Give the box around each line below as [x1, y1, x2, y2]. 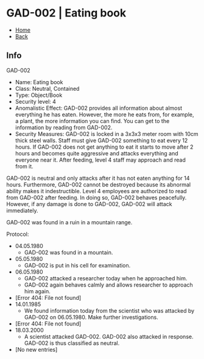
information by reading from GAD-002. [15, 124, 113, 131]
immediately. [6, 207, 38, 214]
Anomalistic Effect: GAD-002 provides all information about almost [15, 104, 183, 112]
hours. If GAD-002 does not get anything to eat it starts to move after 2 [15, 143, 194, 151]
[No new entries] [15, 346, 58, 353]
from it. [15, 162, 33, 170]
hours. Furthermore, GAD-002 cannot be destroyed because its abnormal [6, 180, 191, 188]
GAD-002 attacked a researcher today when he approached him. [24, 274, 188, 282]
